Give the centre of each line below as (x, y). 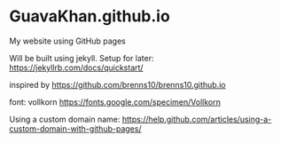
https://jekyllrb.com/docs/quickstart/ (76, 68)
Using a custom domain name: (65, 119)
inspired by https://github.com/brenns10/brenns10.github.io (117, 84)
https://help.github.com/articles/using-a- (197, 119)
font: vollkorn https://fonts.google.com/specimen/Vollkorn (115, 102)
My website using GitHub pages (67, 41)
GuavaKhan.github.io (90, 16)
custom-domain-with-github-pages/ (75, 128)
